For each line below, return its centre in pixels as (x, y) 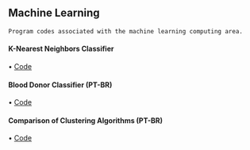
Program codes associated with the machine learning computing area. (126, 31)
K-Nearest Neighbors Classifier (61, 49)
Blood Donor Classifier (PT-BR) (60, 85)
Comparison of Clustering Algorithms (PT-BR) (86, 120)
